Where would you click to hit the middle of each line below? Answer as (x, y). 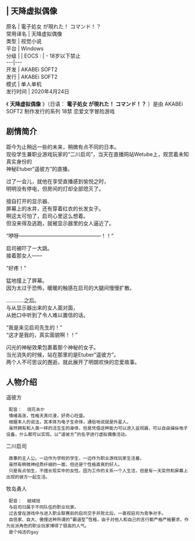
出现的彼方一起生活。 (28, 477)
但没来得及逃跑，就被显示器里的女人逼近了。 (60, 223)
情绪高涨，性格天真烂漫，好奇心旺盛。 (48, 416)
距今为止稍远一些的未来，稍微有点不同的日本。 (63, 147)
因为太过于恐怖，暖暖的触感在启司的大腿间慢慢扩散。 (70, 288)
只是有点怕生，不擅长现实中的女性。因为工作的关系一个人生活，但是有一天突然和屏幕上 (98, 471)
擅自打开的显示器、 (29, 201)
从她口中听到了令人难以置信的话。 (47, 315)
